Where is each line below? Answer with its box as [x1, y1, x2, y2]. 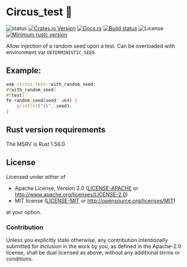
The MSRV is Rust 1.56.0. [6, 141, 66, 148]
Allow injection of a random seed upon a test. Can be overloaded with [6, 42, 175, 49]
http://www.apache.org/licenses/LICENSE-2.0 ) [14, 191, 128, 198]
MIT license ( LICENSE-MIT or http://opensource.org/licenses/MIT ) [14, 197, 176, 204]
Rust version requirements [6, 125, 106, 135]
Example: [6, 66, 41, 76]
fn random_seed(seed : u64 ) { [6, 98, 78, 104]
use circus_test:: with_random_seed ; [6, 81, 96, 87]
